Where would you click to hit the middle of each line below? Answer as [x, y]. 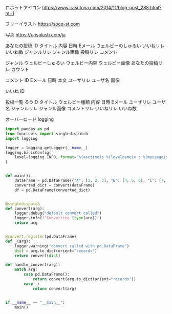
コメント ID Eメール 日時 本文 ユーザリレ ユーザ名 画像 [63, 80]
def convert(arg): [25, 208]
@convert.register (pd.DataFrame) [41, 237]
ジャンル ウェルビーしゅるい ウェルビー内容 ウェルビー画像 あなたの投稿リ [84, 63]
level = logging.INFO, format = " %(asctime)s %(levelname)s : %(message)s [91, 157]
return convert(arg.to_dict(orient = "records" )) [84, 279]
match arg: [26, 270]
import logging [21, 138]
